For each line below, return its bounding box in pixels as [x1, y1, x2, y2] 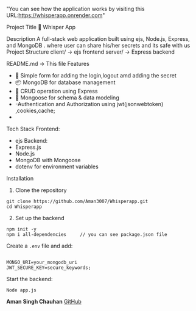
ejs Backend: [15, 137, 48, 144]
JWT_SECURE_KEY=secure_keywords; [6, 265, 91, 271]
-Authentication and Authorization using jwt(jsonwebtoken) [15, 101, 164, 107]
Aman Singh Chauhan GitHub [6, 298, 82, 305]
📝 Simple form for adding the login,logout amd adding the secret [15, 72, 177, 79]
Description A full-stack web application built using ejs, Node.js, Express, [6, 35, 190, 42]
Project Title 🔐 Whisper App [6, 24, 76, 30]
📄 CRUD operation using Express [15, 88, 98, 95]
